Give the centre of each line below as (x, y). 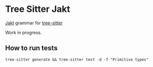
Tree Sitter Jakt (38, 9)
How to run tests (31, 48)
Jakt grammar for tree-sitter (34, 23)
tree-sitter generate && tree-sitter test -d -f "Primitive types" (77, 60)
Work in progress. (23, 32)
